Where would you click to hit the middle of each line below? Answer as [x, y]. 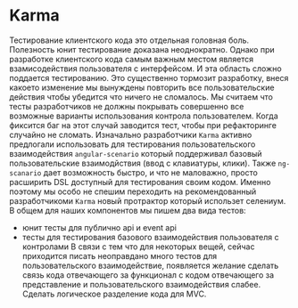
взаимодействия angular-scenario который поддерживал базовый [136, 153]
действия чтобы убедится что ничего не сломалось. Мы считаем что [141, 97]
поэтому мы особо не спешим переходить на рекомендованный [133, 191]
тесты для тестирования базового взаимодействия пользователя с [150, 237]
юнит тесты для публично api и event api [99, 227]
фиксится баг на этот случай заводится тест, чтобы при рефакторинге [143, 125]
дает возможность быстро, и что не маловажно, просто [151, 172]
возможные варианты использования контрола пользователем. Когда [144, 116]
